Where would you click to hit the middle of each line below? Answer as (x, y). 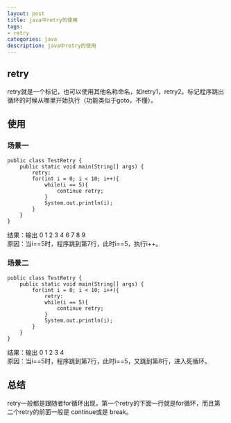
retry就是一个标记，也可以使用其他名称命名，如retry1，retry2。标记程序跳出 (115, 92)
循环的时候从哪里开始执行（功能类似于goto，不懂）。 (82, 100)
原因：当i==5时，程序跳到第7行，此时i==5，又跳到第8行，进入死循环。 (109, 361)
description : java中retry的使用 (52, 46)
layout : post (26, 14)
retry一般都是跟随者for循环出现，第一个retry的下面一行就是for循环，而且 (111, 403)
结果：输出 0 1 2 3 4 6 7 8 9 (46, 235)
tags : (15, 26)
